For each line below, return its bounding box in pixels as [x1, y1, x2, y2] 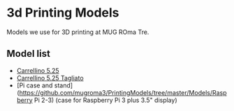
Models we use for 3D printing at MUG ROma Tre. [6, 28, 149, 36]
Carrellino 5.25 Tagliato [16, 74, 85, 82]
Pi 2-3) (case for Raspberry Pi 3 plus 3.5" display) [34, 96, 177, 104]
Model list [6, 48, 50, 60]
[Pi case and [16, 81, 53, 89]
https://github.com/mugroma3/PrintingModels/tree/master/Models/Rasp [19, 88, 227, 96]
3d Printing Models [6, 5, 119, 21]
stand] [54, 81, 73, 89]
